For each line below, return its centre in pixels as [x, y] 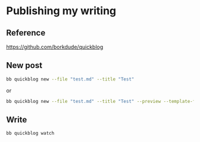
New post [24, 65]
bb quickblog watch [30, 133]
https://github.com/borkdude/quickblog [55, 47]
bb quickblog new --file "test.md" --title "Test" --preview [84, 101]
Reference [26, 33]
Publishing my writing [61, 11]
